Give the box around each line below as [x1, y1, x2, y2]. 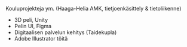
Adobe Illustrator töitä [14, 35, 68, 42]
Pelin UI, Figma [14, 23, 52, 29]
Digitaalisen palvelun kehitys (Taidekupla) [14, 29, 117, 36]
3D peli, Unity [14, 16, 48, 23]
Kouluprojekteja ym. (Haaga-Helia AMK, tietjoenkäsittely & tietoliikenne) [5, 5, 182, 12]
